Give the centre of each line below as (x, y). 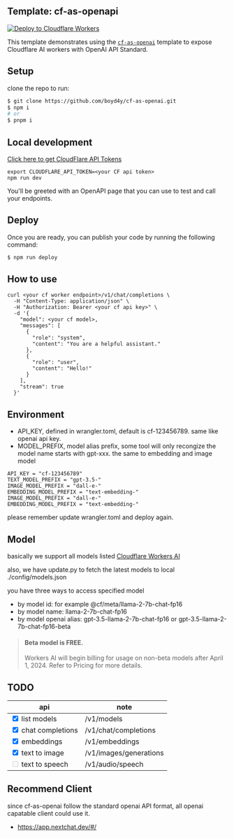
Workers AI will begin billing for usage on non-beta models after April (124, 658)
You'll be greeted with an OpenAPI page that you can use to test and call (111, 191)
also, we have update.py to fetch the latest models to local (91, 570)
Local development (50, 142)
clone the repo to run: (38, 88)
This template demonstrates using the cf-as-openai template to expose (110, 42)
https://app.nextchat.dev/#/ (57, 827)
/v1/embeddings (112, 742)
